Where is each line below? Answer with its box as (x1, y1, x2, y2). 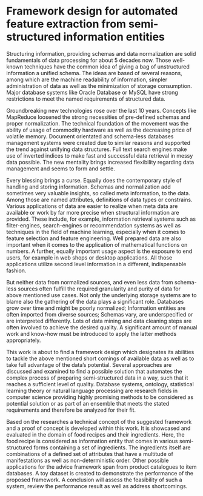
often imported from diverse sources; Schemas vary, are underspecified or (6, 310, 193, 318)
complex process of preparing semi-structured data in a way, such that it (6, 374, 188, 381)
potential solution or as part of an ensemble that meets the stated (6, 400, 170, 407)
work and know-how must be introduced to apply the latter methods (6, 330, 177, 337)
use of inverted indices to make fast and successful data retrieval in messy (6, 152, 193, 159)
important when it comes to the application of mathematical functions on (6, 241, 188, 248)
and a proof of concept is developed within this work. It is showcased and (6, 424, 191, 432)
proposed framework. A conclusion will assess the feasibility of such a (6, 476, 182, 483)
